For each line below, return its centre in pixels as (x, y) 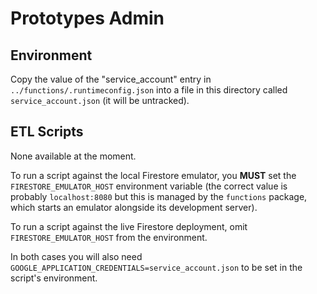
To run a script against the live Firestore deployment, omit (129, 226)
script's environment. (54, 278)
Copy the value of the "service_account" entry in (111, 79)
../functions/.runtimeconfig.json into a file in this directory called (149, 90)
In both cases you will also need (76, 256)
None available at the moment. (73, 156)
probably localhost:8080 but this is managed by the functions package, (159, 196)
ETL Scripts (47, 132)
